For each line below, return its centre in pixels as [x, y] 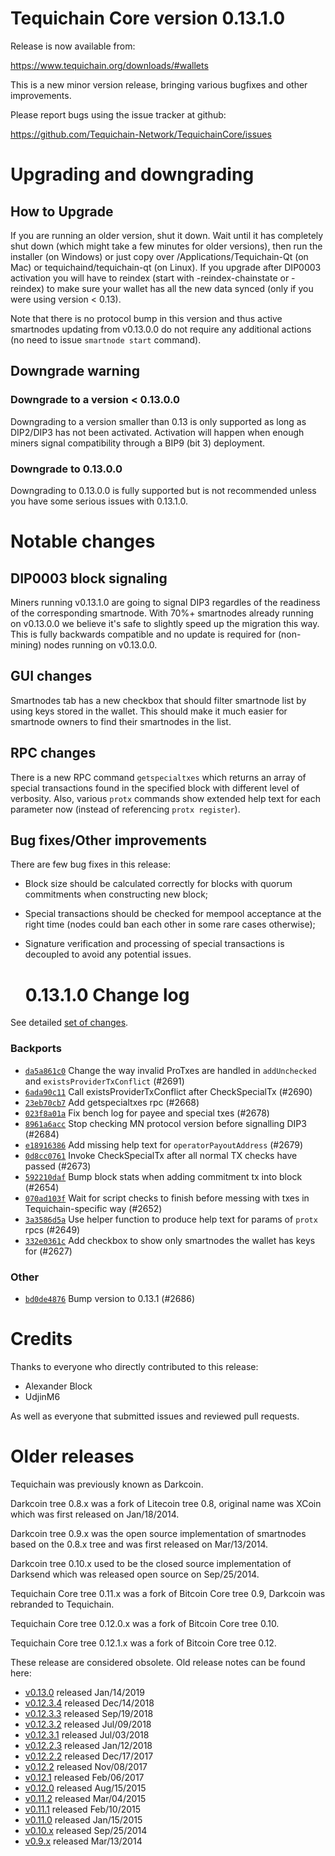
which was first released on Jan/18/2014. [95, 1514]
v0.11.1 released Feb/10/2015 [83, 1809]
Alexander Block [58, 1386]
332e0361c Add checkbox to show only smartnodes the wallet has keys [170, 1240]
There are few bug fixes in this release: [90, 864]
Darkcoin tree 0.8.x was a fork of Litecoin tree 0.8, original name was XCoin [166, 1503]
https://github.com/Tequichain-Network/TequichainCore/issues [141, 134]
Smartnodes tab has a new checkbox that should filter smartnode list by [158, 700]
